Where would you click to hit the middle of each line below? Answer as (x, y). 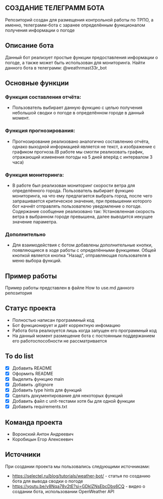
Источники (23, 455)
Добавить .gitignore (33, 384)
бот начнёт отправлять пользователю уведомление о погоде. (77, 206)
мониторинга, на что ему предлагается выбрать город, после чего (82, 195)
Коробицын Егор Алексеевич (43, 439)
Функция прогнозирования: (40, 130)
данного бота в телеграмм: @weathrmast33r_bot (56, 67)
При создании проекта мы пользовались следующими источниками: (78, 466)
